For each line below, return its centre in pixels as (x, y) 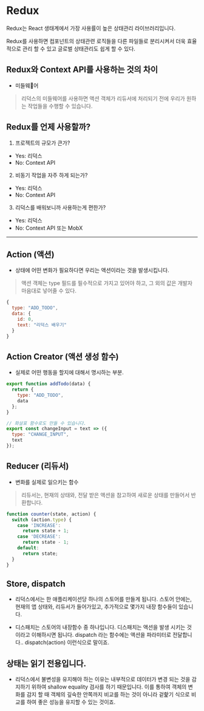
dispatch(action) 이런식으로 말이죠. (67, 642)
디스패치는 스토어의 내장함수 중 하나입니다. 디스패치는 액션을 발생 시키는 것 (104, 627)
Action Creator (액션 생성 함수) (63, 356)
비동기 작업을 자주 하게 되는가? (51, 175)
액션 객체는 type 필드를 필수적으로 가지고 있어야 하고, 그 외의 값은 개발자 (107, 283)
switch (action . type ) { (42, 520)
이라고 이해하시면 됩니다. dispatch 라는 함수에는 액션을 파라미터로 (93, 635)
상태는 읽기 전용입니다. (46, 663)
